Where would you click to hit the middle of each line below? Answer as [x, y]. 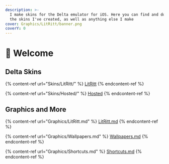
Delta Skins [23, 71]
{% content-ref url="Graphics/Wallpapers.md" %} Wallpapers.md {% [77, 136]
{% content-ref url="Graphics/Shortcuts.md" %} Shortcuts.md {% [74, 151]
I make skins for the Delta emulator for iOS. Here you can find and [84, 15]
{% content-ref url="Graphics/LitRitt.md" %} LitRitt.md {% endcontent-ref [82, 121]
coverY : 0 [16, 29]
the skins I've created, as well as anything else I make [72, 19]
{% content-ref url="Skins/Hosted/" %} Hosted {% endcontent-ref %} [78, 94]
